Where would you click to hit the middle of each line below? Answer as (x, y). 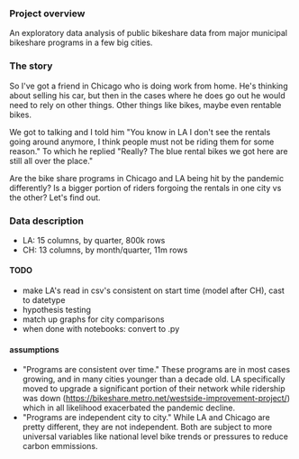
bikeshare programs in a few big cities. (81, 42)
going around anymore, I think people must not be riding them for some (142, 142)
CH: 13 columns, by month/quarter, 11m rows (105, 250)
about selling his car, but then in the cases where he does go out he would (147, 95)
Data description (46, 221)
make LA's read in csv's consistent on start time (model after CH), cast (154, 290)
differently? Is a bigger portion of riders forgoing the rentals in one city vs (145, 188)
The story (31, 66)
